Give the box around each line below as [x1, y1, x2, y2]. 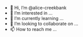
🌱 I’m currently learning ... [10, 15, 64, 21]
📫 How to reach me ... [10, 26, 57, 32]
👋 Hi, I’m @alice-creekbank [10, 5, 67, 10]
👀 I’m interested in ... [10, 10, 53, 16]
